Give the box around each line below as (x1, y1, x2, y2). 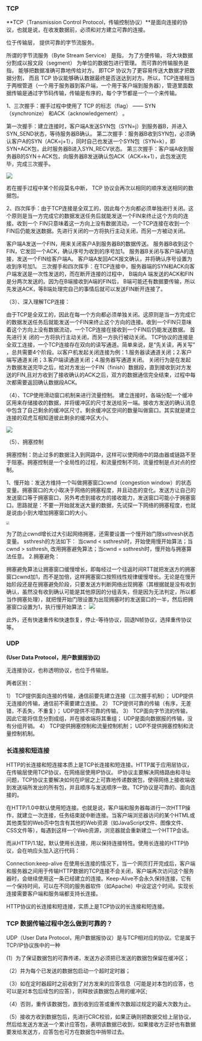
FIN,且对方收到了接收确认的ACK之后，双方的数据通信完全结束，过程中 (16, 371, 191, 379)
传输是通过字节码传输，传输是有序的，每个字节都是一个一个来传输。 (11, 89, 180, 97)
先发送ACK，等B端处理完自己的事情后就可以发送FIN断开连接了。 (6, 285, 167, 293)
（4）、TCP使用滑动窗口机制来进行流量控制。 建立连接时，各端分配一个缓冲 (6, 392, 193, 399)
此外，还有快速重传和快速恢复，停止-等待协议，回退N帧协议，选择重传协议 (6, 616, 192, 623)
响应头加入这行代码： (26, 847, 80, 854)
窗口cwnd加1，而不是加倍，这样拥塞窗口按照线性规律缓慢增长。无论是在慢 (6, 573, 191, 580)
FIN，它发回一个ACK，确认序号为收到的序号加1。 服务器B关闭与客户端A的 (6, 248, 189, 255)
